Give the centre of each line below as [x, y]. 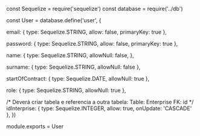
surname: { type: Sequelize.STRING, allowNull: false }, [73, 67]
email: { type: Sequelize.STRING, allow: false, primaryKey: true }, [87, 32]
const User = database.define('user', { [54, 20]
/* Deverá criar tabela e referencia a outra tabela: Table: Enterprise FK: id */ [100, 102]
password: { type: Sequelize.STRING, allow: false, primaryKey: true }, [92, 44]
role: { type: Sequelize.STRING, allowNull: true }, [66, 90]
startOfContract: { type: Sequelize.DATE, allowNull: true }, [78, 79]
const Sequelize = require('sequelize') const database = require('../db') [95, 9]
